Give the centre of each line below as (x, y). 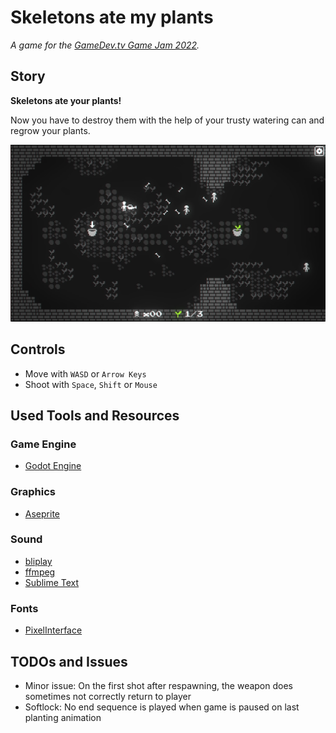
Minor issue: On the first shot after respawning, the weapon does (158, 685)
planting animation (63, 717)
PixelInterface (53, 630)
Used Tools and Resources (95, 415)
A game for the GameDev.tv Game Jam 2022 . (105, 45)
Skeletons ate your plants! (66, 100)
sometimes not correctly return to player (108, 696)
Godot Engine (53, 466)
